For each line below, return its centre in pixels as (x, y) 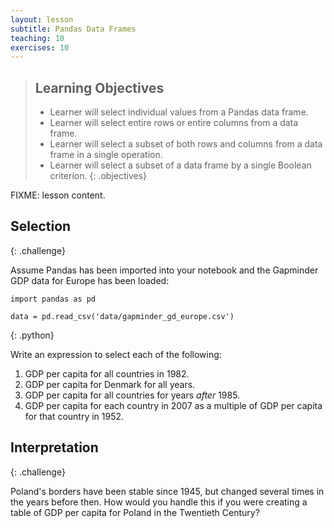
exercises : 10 (40, 47)
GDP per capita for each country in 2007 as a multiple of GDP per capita (173, 405)
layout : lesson (42, 19)
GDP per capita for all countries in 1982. (107, 373)
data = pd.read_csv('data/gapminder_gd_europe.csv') (122, 316)
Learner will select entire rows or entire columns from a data (174, 123)
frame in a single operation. (106, 155)
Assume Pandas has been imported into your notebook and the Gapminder (164, 270)
